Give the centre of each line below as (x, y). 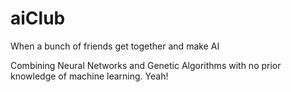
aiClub (38, 18)
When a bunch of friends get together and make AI (115, 46)
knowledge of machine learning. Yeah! (89, 76)
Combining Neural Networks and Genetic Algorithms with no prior (146, 65)
